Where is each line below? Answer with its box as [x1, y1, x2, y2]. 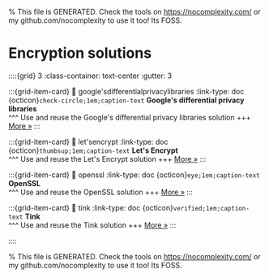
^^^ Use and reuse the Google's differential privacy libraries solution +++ [8, 112, 251, 122]
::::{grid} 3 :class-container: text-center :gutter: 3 [8, 71, 173, 80]
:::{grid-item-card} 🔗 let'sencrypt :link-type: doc [8, 137, 169, 146]
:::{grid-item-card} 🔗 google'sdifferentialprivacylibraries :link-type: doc [8, 86, 245, 96]
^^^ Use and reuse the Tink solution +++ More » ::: [8, 219, 177, 230]
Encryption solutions [8, 44, 152, 63]
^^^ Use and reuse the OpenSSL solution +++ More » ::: [8, 187, 193, 197]
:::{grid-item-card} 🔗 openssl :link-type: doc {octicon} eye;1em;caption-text [8, 170, 261, 180]
